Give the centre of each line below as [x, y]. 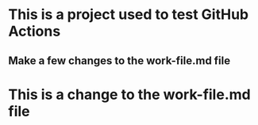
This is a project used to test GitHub [128, 15]
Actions [35, 31]
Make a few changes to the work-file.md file [119, 61]
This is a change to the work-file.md [130, 95]
